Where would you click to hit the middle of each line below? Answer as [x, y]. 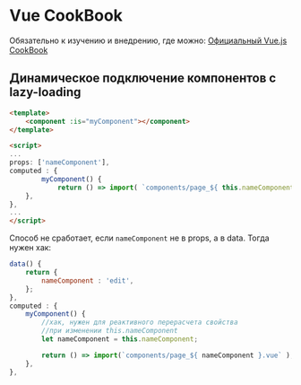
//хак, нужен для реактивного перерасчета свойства [140, 323]
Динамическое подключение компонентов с [143, 79]
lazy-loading [45, 92]
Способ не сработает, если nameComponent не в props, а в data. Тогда [140, 238]
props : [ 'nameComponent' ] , [60, 162]
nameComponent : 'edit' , [88, 280]
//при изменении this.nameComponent [110, 331]
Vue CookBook [66, 16]
